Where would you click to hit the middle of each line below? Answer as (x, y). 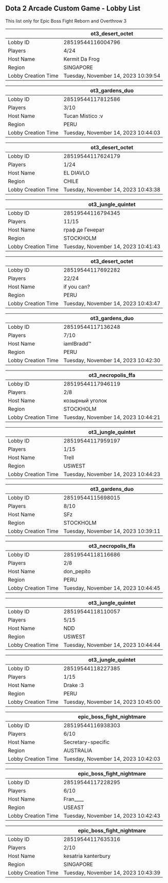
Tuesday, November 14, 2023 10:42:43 (112, 816)
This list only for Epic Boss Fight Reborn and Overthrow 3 (66, 21)
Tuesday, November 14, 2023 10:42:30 (112, 360)
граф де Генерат (84, 229)
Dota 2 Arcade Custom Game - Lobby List (73, 8)
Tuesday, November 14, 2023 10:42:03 (112, 758)
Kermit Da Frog (82, 59)
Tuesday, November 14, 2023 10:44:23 (112, 474)
